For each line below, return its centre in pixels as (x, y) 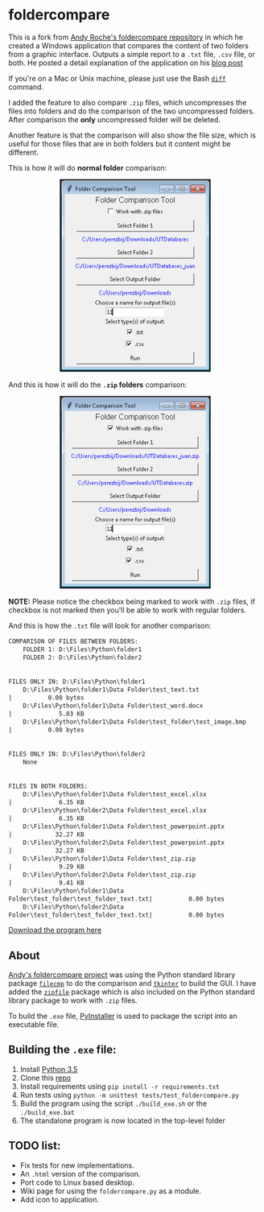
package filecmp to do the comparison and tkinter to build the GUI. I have (132, 983)
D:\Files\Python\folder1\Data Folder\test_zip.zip (109, 859)
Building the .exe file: (62, 1050)
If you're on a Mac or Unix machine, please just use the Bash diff (117, 78)
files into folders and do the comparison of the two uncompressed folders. (132, 111)
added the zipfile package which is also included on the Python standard (132, 992)
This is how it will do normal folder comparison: (88, 167)
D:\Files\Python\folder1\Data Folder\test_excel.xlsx (115, 794)
